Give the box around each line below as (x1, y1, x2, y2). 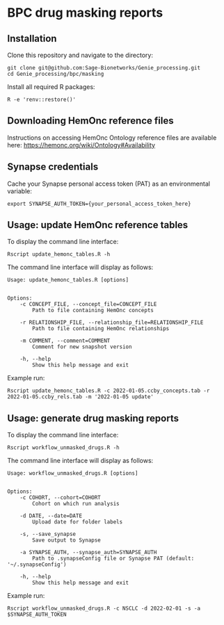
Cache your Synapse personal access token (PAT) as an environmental (7, 179, 211, 188)
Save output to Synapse (32, 537, 101, 544)
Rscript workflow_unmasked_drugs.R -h (7, 444, 120, 451)
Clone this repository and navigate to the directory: (7, 51, 153, 59)
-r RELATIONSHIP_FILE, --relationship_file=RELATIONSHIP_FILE (19, 319, 204, 326)
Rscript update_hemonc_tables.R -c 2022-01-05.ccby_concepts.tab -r (7, 387, 210, 394)
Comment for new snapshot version (32, 343, 132, 350)
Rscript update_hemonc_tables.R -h (7, 251, 111, 258)
